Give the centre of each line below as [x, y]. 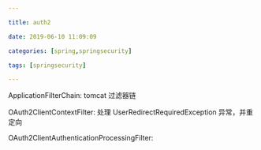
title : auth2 [30, 22]
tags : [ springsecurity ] [47, 65]
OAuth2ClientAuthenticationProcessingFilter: [81, 138]
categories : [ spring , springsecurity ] [70, 51]
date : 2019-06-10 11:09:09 [52, 36]
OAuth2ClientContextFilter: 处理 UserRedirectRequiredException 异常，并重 [131, 112]
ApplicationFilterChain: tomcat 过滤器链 [72, 96]
